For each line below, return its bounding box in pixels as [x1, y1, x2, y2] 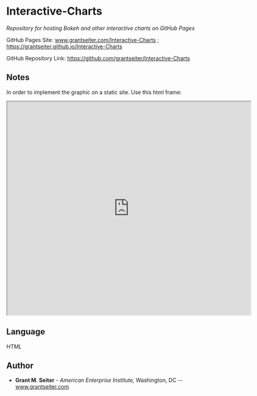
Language [6, 326, 46, 337]
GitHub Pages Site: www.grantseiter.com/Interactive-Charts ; [6, 36, 160, 43]
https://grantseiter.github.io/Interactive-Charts [6, 43, 123, 50]
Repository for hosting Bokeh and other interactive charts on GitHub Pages [6, 24, 195, 32]
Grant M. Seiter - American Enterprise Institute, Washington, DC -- [15, 376, 183, 384]
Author [6, 360, 33, 370]
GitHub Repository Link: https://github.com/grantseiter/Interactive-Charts [6, 54, 191, 62]
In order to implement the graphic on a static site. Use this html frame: [6, 88, 182, 96]
